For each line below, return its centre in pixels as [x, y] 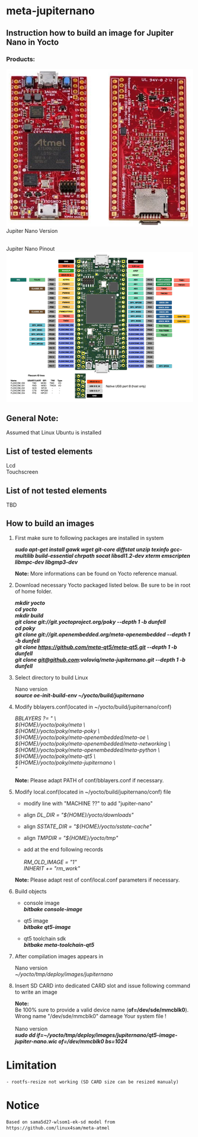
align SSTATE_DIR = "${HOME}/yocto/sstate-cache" [88, 826]
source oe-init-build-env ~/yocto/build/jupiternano [79, 695]
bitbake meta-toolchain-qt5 [59, 945]
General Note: [32, 418]
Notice [23, 1105]
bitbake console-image [53, 909]
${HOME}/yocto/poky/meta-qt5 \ [55, 756]
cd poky [25, 628]
